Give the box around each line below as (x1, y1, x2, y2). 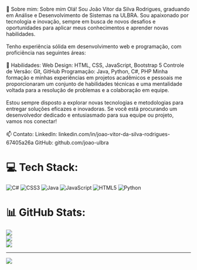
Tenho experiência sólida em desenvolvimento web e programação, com (6, 43, 182, 50)
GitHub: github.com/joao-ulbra (35, 139, 109, 146)
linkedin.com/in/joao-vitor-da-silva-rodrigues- (58, 131, 170, 137)
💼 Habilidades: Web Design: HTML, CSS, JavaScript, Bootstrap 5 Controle (6, 62, 185, 69)
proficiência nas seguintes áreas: (6, 49, 86, 56)
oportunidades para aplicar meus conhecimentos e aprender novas (6, 24, 169, 31)
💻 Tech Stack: (6, 161, 79, 174)
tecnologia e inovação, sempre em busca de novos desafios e (6, 18, 156, 25)
